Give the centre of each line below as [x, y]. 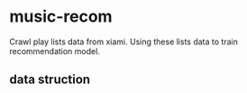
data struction [50, 80]
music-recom [61, 17]
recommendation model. [55, 51]
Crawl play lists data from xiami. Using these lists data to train [124, 42]
